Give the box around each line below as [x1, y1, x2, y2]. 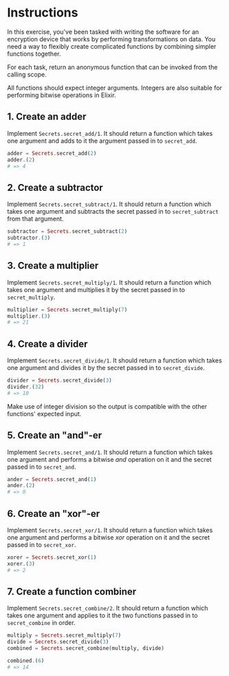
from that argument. [7, 215, 64, 223]
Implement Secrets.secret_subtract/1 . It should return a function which [7, 200, 212, 208]
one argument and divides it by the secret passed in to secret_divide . [7, 364, 205, 372]
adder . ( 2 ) [7, 156, 36, 163]
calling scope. [7, 70, 47, 79]
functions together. [7, 50, 61, 58]
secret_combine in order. [7, 619, 76, 627]
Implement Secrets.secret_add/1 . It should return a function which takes [7, 129, 213, 137]
